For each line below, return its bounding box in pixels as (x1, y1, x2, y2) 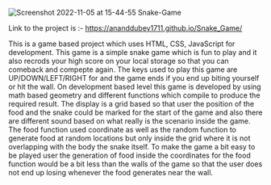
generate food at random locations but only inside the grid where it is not (8, 133, 251, 143)
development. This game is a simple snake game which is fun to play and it (8, 48, 257, 57)
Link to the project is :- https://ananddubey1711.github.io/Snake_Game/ (8, 23, 243, 32)
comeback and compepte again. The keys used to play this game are (8, 65, 238, 74)
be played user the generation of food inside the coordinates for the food (8, 150, 252, 160)
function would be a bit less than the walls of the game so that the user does (8, 159, 263, 169)
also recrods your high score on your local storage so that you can (8, 57, 230, 65)
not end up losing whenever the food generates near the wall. (8, 168, 214, 177)
